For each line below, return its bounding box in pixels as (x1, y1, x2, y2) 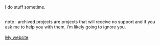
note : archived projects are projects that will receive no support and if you (5, 19, 156, 24)
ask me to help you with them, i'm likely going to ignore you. (5, 24, 126, 30)
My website (5, 34, 28, 40)
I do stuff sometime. (5, 4, 46, 10)
